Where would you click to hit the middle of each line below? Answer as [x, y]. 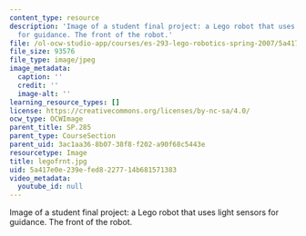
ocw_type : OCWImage [46, 119]
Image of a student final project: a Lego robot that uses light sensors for [144, 212]
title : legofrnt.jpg [49, 161]
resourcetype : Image [49, 152]
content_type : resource [55, 18]
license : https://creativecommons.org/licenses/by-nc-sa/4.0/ [130, 111]
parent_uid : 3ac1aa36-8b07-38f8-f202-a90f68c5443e [107, 144]
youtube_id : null [51, 187]
